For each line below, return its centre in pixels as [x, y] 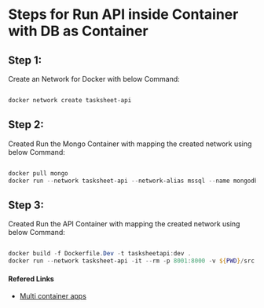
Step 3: [26, 205]
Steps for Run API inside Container [123, 15]
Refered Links [31, 279]
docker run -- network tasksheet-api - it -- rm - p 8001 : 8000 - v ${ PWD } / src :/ [135, 261]
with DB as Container [78, 31]
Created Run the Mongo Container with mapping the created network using [130, 144]
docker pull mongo [38, 173]
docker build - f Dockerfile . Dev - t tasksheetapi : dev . [100, 254]
